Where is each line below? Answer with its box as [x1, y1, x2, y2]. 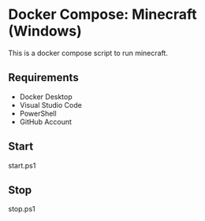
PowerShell [19, 109, 57, 118]
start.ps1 [8, 160, 36, 170]
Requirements [8, 71, 79, 84]
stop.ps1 [8, 204, 35, 214]
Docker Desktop [19, 92, 73, 101]
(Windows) [8, 22, 83, 40]
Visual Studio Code [19, 100, 83, 109]
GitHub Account [19, 116, 73, 127]
